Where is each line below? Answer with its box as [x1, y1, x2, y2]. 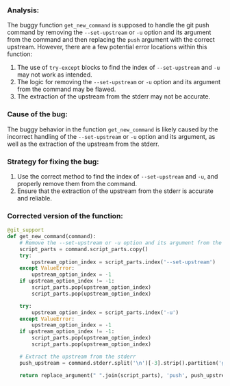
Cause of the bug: [7, 110, 68, 119]
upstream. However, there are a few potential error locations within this [7, 43, 207, 51]
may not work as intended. [16, 70, 92, 79]
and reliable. [16, 194, 53, 202]
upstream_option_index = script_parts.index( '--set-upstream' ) [31, 259, 216, 266]
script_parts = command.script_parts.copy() [19, 246, 149, 253]
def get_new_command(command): [7, 233, 97, 240]
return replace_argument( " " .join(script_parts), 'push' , [19, 372, 188, 378]
